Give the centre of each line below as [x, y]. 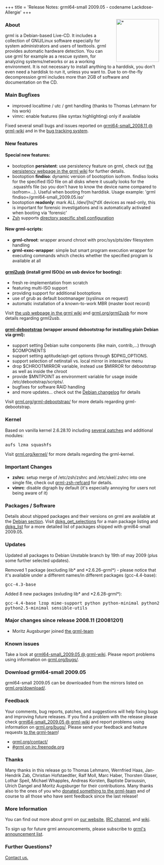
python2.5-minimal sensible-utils [46, 608]
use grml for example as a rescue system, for [51, 56]
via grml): [15, 334]
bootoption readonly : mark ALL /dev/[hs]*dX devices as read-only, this [84, 202]
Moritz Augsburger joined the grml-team [53, 631]
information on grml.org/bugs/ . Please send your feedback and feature [76, 727]
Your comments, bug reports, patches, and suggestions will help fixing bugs [82, 711]
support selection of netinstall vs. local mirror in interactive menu [77, 361]
